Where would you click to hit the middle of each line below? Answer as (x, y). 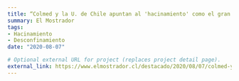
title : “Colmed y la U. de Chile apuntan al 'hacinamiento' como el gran (119, 14)
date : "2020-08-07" (36, 47)
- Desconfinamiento (36, 40)
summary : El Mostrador (41, 21)
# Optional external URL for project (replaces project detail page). (114, 60)
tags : (15, 27)
